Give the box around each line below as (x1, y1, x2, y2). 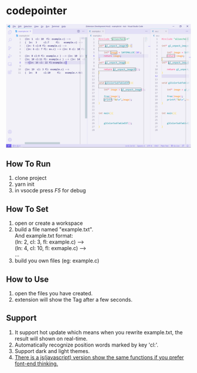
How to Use (6, 274, 49, 284)
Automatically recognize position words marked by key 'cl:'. (14, 341, 158, 348)
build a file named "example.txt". (14, 226, 94, 233)
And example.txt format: (14, 232, 73, 239)
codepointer (6, 4, 67, 18)
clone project (14, 175, 47, 182)
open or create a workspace (14, 219, 83, 227)
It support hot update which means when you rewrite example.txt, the (14, 328, 183, 336)
